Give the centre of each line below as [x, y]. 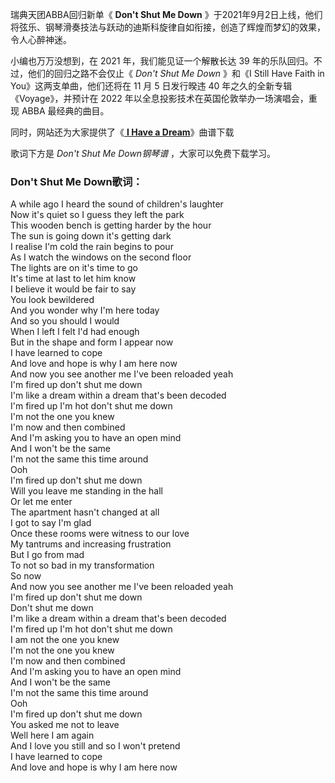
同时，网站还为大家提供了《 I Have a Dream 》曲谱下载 [122, 132]
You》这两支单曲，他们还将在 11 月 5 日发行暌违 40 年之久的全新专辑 [151, 86]
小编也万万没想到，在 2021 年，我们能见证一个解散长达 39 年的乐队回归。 [162, 61]
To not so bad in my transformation [82, 565]
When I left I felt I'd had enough [75, 332]
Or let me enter [41, 502]
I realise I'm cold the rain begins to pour [92, 247]
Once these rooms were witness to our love [100, 534]
